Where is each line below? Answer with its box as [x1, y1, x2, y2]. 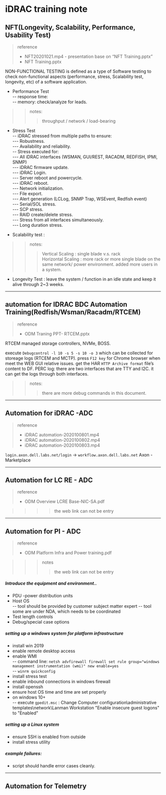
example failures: [5, 750, 42, 756]
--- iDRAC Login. [12, 169, 47, 175]
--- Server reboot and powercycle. [12, 175, 83, 181]
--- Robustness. [12, 138, 45, 144]
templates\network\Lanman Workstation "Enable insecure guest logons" [12, 705, 160, 711]
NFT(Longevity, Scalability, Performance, [5, 23, 136, 32]
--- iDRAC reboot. [12, 180, 49, 186]
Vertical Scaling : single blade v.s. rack [41, 251, 121, 256]
